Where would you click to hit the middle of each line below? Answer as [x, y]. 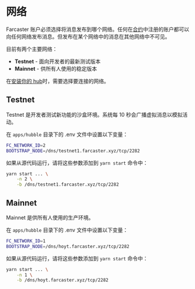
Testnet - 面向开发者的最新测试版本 [57, 61]
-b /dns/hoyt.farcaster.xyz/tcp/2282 [63, 280]
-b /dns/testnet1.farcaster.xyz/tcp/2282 [68, 184]
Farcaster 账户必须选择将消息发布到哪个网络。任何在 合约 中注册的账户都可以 [98, 29]
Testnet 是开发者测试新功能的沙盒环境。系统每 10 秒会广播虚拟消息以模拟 [94, 114]
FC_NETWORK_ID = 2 [26, 145]
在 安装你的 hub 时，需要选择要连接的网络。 [58, 81]
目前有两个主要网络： [32, 49]
